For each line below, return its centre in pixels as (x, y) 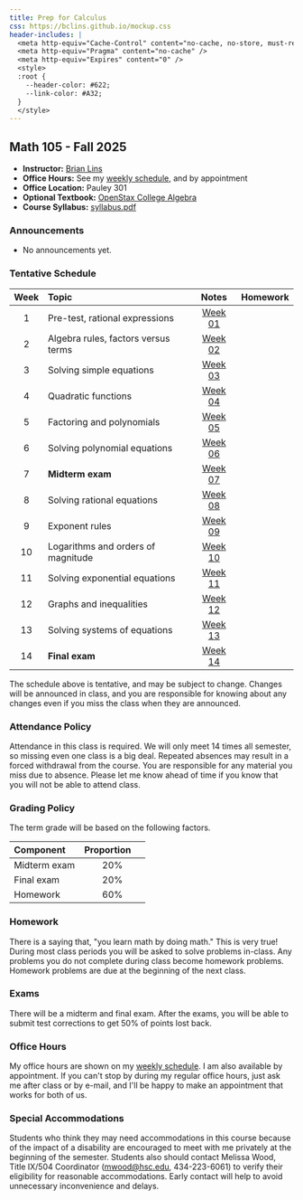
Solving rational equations (103, 500)
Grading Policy (42, 808)
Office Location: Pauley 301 (75, 188)
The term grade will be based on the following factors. (110, 827)
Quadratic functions (90, 396)
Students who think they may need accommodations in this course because (150, 1138)
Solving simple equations (101, 370)
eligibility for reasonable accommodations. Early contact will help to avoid (146, 1176)
